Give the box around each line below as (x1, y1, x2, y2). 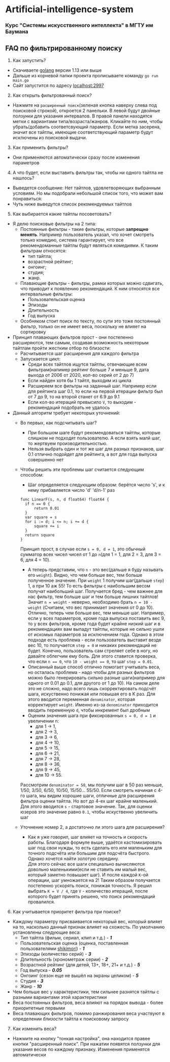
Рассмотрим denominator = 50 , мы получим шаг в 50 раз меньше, (20, 782, 163, 788)
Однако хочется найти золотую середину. (27, 855, 119, 862)
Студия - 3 (20, 978, 44, 984)
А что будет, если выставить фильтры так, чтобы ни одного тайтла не (12, 169, 163, 175)
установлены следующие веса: (12, 929, 81, 935)
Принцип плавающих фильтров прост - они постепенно (12, 334, 133, 340)
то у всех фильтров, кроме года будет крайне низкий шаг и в (27, 621, 161, 627)
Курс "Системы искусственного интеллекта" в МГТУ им (5, 22, 153, 29)
